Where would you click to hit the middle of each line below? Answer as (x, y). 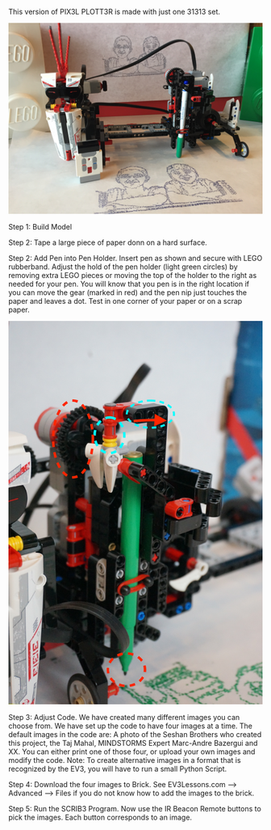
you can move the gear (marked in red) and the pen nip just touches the (128, 293)
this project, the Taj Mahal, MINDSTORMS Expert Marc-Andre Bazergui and (133, 743)
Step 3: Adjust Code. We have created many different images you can (124, 717)
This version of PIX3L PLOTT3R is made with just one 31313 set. (114, 12)
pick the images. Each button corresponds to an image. (100, 817)
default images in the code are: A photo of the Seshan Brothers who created (135, 734)
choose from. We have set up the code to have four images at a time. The (130, 726)
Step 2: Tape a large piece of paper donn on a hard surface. (108, 242)
